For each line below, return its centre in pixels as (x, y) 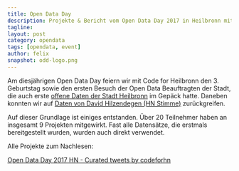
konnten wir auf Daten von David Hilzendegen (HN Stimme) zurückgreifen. (116, 103)
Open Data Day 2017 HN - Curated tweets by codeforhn (89, 160)
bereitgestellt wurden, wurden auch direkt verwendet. (86, 132)
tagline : (20, 27)
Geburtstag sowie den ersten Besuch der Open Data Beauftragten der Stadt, (119, 88)
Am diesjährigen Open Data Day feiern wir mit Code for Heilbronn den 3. (113, 81)
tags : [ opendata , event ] (44, 47)
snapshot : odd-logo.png (43, 61)
